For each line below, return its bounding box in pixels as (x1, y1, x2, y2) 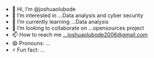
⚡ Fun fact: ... (11, 46, 45, 53)
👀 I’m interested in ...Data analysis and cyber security (11, 12, 144, 19)
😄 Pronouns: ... (11, 40, 51, 47)
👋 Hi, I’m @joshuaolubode (11, 6, 76, 12)
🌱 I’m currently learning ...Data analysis (11, 18, 109, 25)
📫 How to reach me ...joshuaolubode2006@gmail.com (11, 31, 148, 38)
